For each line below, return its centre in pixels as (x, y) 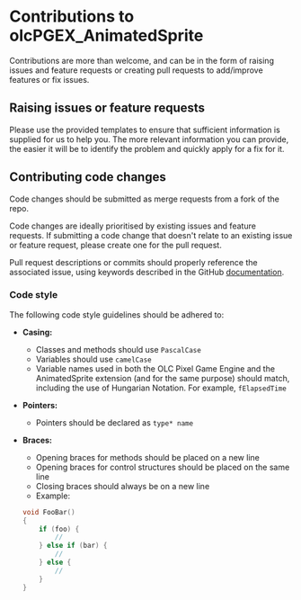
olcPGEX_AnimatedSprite (106, 36)
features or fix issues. (49, 79)
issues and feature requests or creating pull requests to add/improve (136, 70)
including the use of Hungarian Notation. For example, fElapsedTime (161, 388)
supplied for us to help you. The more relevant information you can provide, (149, 139)
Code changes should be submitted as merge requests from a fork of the (145, 199)
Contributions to (72, 17)
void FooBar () (49, 512)
